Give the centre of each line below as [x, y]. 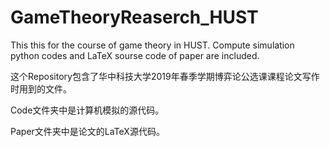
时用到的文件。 [41, 88]
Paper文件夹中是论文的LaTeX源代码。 [87, 131]
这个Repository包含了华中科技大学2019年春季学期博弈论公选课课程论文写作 [165, 76]
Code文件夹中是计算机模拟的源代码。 [87, 110]
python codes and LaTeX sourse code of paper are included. [135, 55]
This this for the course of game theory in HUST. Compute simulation [152, 45]
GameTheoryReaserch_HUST [134, 17]
